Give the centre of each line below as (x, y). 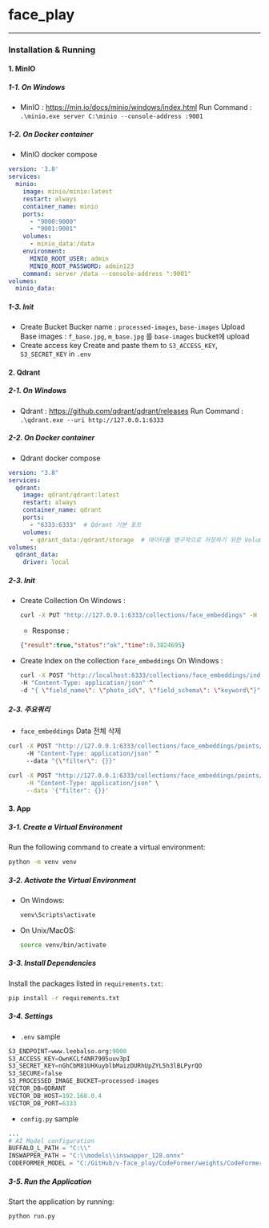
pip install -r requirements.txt (64, 998)
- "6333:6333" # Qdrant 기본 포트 (85, 525)
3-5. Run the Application (50, 1181)
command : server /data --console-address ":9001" (107, 274)
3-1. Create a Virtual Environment (65, 827)
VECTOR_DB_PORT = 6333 (43, 1103)
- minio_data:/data (62, 244)
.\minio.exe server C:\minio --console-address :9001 (111, 117)
